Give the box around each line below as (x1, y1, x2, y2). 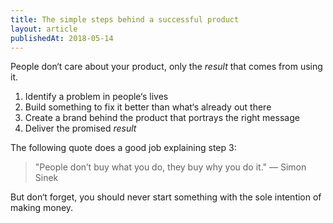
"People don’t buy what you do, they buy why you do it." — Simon (34, 161, 307, 173)
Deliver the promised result (24, 122, 137, 135)
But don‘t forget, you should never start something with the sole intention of (10, 191, 322, 203)
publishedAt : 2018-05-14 (10, 33, 114, 43)
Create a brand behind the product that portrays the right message (24, 112, 300, 124)
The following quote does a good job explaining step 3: (10, 142, 237, 154)
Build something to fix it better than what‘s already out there (24, 101, 272, 113)
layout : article (10, 24, 78, 34)
